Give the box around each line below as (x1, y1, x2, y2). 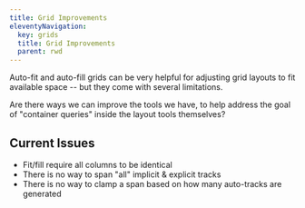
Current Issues (9, 135, 95, 151)
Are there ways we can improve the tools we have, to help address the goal (9, 99, 291, 110)
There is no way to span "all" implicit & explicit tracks (22, 169, 221, 180)
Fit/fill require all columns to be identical (22, 159, 172, 170)
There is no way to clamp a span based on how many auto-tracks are (22, 178, 282, 189)
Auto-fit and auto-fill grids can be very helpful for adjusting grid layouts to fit (9, 72, 296, 83)
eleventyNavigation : (9, 22, 88, 31)
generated (22, 188, 62, 199)
